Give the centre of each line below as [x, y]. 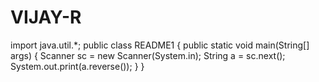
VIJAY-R [46, 17]
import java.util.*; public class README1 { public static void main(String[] [160, 45]
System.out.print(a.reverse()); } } [77, 66]
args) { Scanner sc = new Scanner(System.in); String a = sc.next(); [148, 55]
